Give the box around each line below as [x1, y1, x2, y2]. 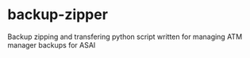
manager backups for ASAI [7, 40, 96, 49]
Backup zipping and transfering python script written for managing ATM [7, 32, 243, 41]
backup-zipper [7, 6, 109, 24]
